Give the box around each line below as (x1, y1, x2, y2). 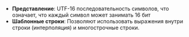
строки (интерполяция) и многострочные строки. (11, 24, 140, 31)
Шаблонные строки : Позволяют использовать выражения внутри (11, 18, 184, 24)
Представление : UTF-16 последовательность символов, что (11, 5, 170, 12)
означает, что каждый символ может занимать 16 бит (11, 11, 151, 18)
